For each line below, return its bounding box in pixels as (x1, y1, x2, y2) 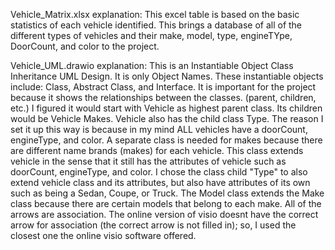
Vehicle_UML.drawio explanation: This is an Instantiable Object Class (10, 60, 294, 71)
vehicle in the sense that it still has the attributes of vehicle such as (10, 155, 287, 167)
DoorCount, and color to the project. (10, 40, 160, 52)
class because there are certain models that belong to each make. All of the (10, 198, 322, 209)
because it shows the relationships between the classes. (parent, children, (10, 92, 317, 103)
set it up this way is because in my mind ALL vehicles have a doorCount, (10, 124, 308, 135)
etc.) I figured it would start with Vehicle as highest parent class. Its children (10, 102, 323, 114)
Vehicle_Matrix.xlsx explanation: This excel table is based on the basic (10, 9, 300, 20)
